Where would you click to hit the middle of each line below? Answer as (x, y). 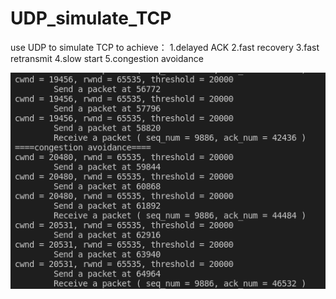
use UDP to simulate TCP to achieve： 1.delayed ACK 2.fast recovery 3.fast (165, 47)
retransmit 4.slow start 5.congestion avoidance (107, 58)
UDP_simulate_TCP (91, 18)
